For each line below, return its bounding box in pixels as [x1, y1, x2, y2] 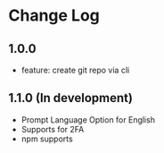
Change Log [8, 5, 100, 26]
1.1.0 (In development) [8, 90, 133, 106]
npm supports [20, 133, 73, 144]
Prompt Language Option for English [20, 114, 155, 125]
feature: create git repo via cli [20, 64, 130, 75]
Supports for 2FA [20, 123, 85, 134]
